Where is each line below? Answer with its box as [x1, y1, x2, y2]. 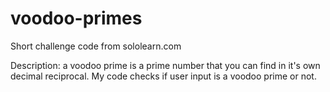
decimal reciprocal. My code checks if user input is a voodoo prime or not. [10, 70, 317, 82]
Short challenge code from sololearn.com [10, 40, 182, 52]
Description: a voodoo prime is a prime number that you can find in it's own [10, 59, 321, 71]
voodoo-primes [10, 7, 143, 30]
